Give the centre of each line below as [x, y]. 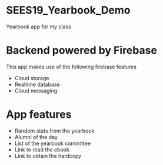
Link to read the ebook [42, 149]
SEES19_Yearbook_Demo [68, 10]
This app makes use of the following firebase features [71, 67]
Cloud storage [32, 78]
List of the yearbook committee [53, 143]
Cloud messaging [36, 90]
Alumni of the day [36, 137]
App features [39, 115]
